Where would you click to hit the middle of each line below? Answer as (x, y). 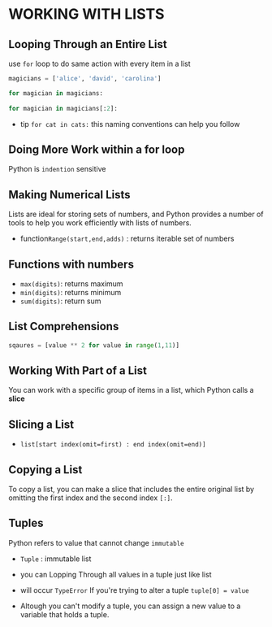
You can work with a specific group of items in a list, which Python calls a (131, 390)
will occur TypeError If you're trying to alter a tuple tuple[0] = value (134, 590)
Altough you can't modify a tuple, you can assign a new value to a (130, 606)
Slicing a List (41, 424)
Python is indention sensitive (57, 169)
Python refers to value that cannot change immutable (96, 542)
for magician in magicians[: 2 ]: (63, 108)
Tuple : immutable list (56, 559)
